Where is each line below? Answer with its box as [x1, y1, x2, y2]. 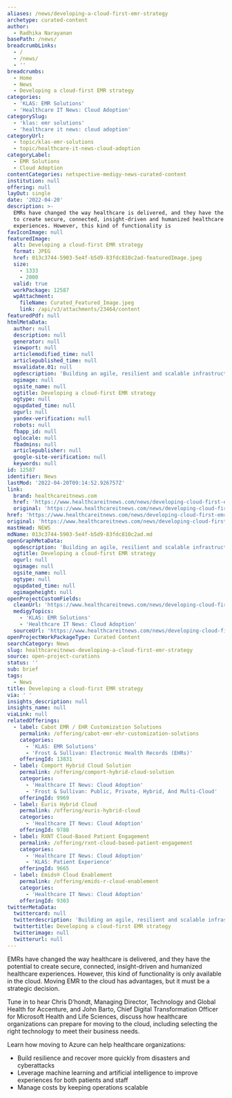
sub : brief [7, 666, 39, 673]
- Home [13, 74, 32, 82]
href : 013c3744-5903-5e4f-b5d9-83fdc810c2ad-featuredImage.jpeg [13, 254, 202, 261]
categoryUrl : [7, 132, 45, 139]
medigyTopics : [13, 608, 54, 615]
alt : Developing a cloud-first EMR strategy [13, 241, 144, 249]
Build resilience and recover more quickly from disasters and [17, 1054, 191, 1062]
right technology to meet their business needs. [7, 1027, 140, 1035]
